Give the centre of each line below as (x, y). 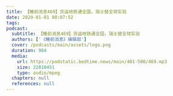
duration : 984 (29, 51)
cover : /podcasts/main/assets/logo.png (61, 45)
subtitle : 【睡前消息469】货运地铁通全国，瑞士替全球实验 (76, 34)
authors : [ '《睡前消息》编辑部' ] (49, 39)
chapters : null (31, 78)
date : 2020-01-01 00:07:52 (40, 17)
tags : (13, 23)
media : (20, 56)
